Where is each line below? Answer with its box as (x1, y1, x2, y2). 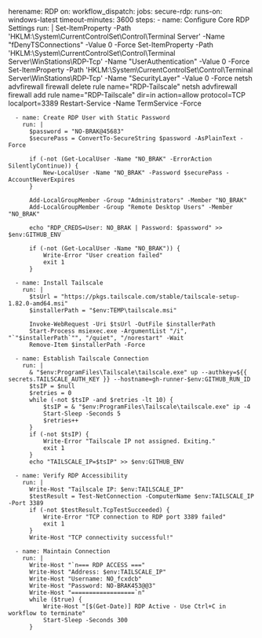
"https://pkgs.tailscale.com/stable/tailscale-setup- (60, 293, 241, 301)
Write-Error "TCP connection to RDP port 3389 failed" (42, 513, 226, 521)
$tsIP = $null (28, 382, 76, 390)
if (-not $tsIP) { (28, 430, 89, 438)
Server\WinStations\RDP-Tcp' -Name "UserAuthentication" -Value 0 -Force (8, 57, 250, 66)
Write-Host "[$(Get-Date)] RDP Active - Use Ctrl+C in (42, 603, 226, 610)
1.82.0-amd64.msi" (8, 300, 68, 308)
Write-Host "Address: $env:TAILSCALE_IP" (28, 568, 167, 576)
